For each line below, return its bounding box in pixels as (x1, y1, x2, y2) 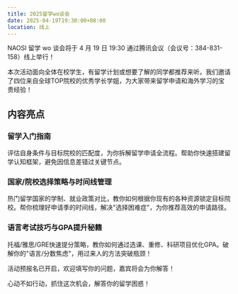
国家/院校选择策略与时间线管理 (7, 176, 112, 186)
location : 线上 (7, 23, 50, 30)
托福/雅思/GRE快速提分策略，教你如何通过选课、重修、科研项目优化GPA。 (7, 240, 223, 249)
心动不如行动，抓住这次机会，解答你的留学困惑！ (7, 279, 150, 288)
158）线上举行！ (7, 52, 55, 61)
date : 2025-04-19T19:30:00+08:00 (7, 17, 106, 24)
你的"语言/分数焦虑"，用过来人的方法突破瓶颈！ (13, 249, 152, 257)
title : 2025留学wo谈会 (7, 10, 70, 18)
